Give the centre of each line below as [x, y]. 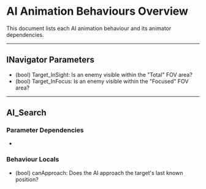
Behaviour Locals [33, 160]
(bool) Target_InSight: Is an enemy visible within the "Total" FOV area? [104, 74]
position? [27, 179]
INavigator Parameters [51, 60]
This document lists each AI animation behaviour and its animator [89, 28]
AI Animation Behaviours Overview [97, 11]
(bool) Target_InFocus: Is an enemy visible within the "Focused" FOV [102, 81]
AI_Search [27, 113]
